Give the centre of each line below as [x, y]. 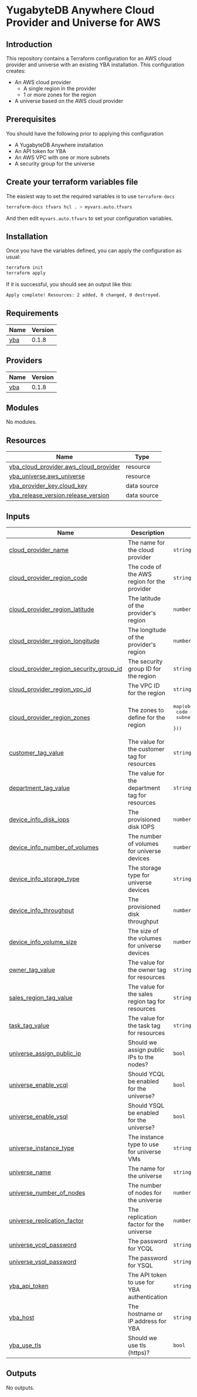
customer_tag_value [37, 753]
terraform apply [26, 273]
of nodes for [145, 1193]
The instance [146, 1137]
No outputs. [20, 1388]
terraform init [25, 268]
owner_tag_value [32, 970]
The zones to [146, 710]
